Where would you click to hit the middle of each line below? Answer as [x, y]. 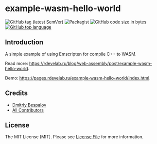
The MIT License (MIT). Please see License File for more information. [74, 137]
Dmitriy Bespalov [29, 105]
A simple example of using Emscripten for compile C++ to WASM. [71, 54]
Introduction [24, 42]
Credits [17, 93]
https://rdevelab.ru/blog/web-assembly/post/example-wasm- [90, 63]
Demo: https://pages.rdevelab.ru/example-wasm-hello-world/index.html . [78, 78]
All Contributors [28, 110]
